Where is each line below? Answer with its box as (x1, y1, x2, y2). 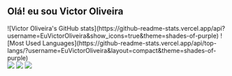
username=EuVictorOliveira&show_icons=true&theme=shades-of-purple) (7, 31, 219, 40)
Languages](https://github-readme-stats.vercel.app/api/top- (42, 38, 217, 47)
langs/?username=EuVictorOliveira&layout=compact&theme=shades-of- (7, 46, 217, 54)
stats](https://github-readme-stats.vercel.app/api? (80, 24, 226, 32)
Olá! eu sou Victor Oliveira (7, 6, 124, 17)
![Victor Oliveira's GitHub (7, 24, 79, 32)
